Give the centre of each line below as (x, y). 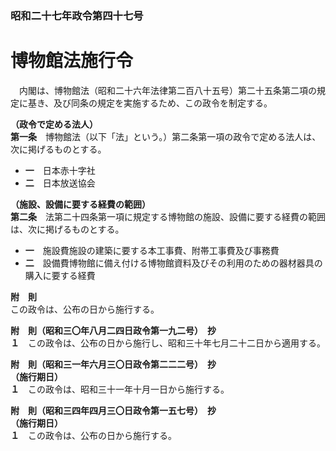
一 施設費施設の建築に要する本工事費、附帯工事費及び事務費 (152, 250)
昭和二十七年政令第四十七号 (77, 15)
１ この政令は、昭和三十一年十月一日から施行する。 (120, 389)
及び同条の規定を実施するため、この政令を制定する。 (163, 103)
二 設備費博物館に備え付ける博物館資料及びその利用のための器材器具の (173, 263)
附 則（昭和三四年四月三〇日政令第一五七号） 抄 (113, 410)
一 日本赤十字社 (60, 170)
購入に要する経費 (60, 275)
